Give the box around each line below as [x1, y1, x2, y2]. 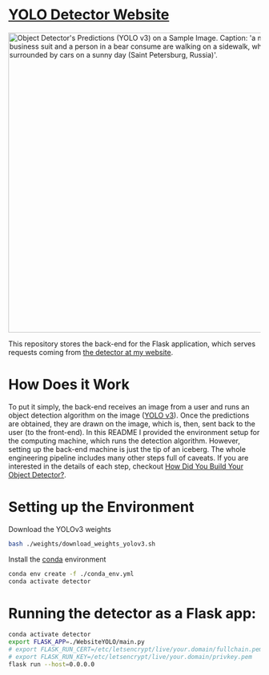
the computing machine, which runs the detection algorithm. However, [8, 436, 240, 445]
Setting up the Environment [8, 498, 195, 517]
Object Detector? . [8, 469, 66, 479]
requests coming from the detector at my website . [8, 347, 174, 357]
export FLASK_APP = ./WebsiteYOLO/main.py [8, 638, 146, 646]
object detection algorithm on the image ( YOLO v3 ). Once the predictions [8, 410, 250, 420]
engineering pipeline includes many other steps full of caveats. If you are [8, 453, 249, 462]
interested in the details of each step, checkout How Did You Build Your [8, 461, 244, 471]
